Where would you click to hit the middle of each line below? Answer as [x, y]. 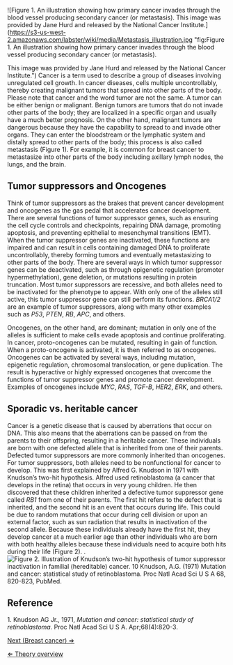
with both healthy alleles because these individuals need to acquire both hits [117, 544]
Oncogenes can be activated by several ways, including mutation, [102, 357]
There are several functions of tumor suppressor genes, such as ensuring [113, 217]
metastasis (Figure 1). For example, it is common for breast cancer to [106, 150]
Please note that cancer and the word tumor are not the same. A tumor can [114, 98]
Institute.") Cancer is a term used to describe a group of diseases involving [114, 75]
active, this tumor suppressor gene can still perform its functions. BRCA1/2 [114, 299]
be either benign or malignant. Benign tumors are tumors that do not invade [115, 105]
